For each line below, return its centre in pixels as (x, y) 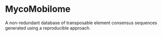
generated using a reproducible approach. (48, 28)
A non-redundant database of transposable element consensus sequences (81, 23)
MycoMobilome (38, 9)
